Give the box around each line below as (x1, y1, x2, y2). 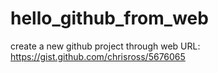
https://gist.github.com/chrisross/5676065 (10, 50, 186, 62)
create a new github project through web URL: (10, 40, 201, 52)
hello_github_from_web (10, 7, 209, 30)
